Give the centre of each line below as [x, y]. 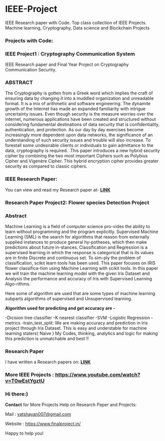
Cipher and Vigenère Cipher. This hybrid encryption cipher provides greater [82, 161]
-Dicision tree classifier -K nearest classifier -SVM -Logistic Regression [78, 318]
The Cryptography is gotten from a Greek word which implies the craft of [79, 93]
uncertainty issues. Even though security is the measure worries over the [79, 114]
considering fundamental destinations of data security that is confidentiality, [82, 124]
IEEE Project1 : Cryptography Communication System [70, 54]
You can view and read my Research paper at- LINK [58, 190]
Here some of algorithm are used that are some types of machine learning [80, 293]
